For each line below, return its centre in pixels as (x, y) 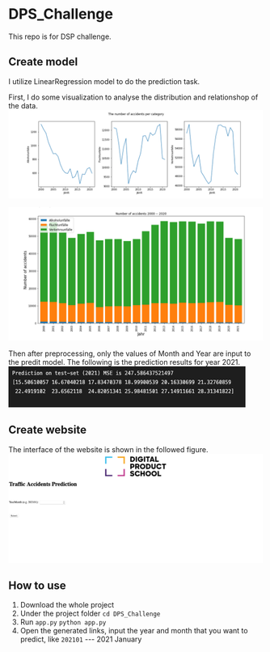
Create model (43, 62)
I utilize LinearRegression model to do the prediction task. (104, 81)
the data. (23, 105)
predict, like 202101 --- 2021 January (81, 639)
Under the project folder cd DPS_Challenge (90, 614)
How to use (37, 586)
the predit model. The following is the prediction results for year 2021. (124, 362)
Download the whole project (67, 605)
